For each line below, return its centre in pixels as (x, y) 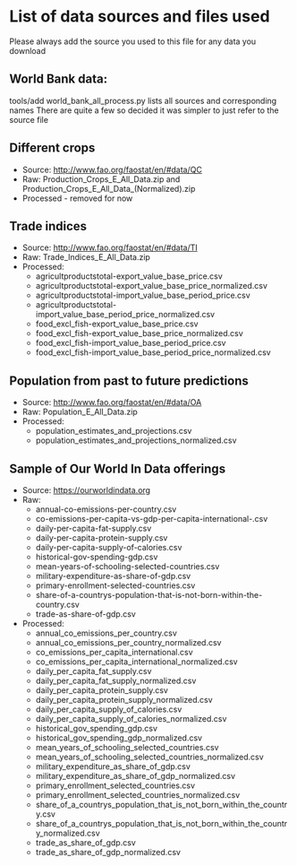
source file (29, 119)
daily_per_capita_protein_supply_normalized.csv (124, 700)
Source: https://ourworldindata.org (86, 490)
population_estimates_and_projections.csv (114, 431)
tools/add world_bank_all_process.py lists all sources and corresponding (143, 100)
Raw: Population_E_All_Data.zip (80, 412)
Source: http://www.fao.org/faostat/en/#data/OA (112, 403)
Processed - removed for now (77, 198)
